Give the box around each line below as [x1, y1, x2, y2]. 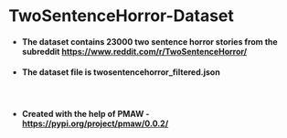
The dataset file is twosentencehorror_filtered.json [21, 67, 220, 78]
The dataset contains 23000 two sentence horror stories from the [21, 36, 278, 47]
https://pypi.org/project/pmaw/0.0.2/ [21, 118, 169, 129]
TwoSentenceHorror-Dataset [8, 5, 235, 27]
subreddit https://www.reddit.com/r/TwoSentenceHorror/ [21, 46, 248, 57]
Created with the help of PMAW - [21, 108, 150, 119]
